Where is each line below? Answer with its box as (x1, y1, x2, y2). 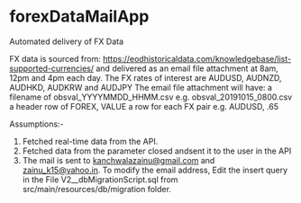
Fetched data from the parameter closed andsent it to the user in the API (22, 146, 292, 156)
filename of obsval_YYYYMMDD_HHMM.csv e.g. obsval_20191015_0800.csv (9, 92, 293, 102)
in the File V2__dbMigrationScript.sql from (22, 173, 178, 185)
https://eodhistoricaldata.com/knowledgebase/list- (102, 53, 291, 64)
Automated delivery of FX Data (9, 36, 124, 47)
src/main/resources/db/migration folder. (22, 183, 171, 194)
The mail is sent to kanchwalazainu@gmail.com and (22, 154, 215, 165)
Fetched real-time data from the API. (22, 136, 159, 146)
